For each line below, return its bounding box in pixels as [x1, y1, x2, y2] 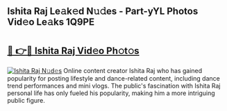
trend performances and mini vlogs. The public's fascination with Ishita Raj [7, 82, 221, 90]
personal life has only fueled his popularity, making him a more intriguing [7, 89, 215, 97]
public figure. [7, 97, 45, 104]
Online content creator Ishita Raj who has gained [63, 67, 203, 74]
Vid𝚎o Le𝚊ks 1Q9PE [7, 17, 95, 28]
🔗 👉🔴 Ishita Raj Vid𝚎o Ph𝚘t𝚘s [7, 45, 140, 57]
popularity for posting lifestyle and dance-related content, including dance [7, 74, 220, 82]
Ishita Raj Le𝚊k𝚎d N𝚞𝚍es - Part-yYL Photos [7, 6, 199, 17]
